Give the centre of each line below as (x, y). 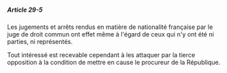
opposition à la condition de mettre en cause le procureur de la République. (114, 62)
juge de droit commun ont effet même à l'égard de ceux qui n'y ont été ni (111, 34)
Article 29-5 (25, 10)
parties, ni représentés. (40, 41)
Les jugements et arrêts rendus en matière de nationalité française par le (110, 27)
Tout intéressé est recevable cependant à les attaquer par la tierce (101, 54)
